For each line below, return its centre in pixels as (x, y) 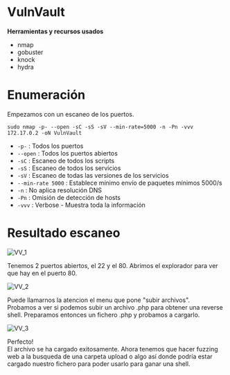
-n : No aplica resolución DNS (60, 190)
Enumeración (46, 95)
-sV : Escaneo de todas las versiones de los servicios (93, 175)
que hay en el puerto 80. (42, 273)
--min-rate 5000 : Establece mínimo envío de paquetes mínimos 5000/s (120, 183)
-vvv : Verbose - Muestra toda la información (81, 205)
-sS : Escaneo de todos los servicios (69, 168)
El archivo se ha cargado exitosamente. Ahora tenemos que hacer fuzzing (113, 349)
